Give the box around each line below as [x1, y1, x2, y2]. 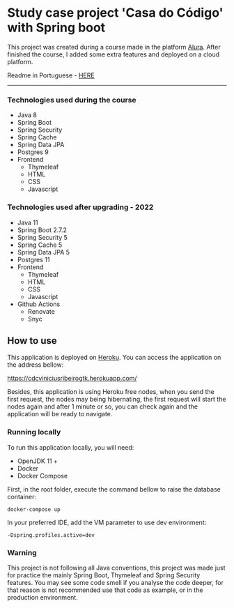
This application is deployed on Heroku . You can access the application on [7, 354, 221, 362]
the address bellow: [7, 360, 64, 369]
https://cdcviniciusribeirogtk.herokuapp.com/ [7, 374, 137, 383]
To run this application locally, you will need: [7, 443, 134, 451]
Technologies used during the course [7, 95, 137, 105]
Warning [7, 547, 37, 557]
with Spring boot [7, 20, 106, 36]
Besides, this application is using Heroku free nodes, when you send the [7, 388, 214, 396]
